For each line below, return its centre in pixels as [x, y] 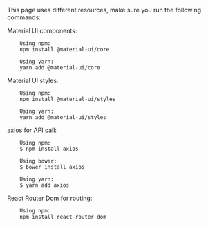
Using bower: [38, 161]
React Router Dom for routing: [50, 198]
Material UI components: [42, 31]
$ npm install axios [49, 149]
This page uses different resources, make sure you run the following [104, 10]
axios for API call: [32, 130]
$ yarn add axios [45, 185]
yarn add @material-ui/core [60, 68]
